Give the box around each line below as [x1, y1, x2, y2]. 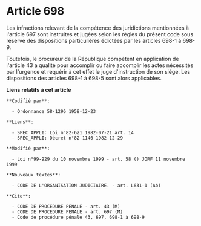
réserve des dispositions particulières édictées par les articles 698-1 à [6, 37, 182, 44]
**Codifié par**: [6, 98, 50, 104]
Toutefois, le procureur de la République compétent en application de [6, 55, 179, 62]
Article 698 [6, 4, 65, 18]
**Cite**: [6, 193, 31, 199]
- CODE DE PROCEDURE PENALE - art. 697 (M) [12, 208, 123, 215]
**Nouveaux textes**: [6, 172, 61, 178]
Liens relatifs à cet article [6, 86, 71, 93]
